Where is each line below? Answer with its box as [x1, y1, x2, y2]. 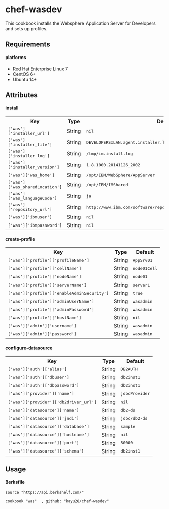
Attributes [5, 91, 38, 99]
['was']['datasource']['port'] [8, 440, 79, 446]
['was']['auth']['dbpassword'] [8, 383, 79, 388]
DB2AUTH [120, 367, 138, 372]
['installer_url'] [8, 131, 50, 136]
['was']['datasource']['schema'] [8, 448, 84, 454]
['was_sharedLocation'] [8, 184, 62, 190]
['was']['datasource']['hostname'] [8, 432, 90, 437]
